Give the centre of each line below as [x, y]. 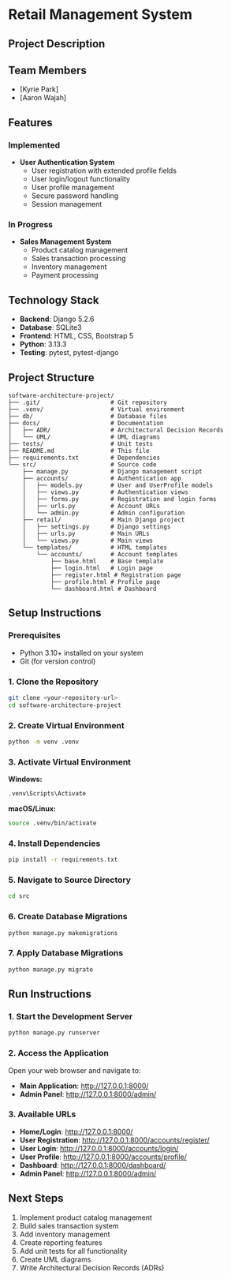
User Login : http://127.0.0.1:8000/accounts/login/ [99, 1148]
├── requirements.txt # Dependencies [84, 458]
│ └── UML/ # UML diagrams [84, 437]
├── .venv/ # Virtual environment [97, 410]
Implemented [34, 145]
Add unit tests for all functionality [73, 1251]
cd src [19, 896]
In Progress [31, 224]
